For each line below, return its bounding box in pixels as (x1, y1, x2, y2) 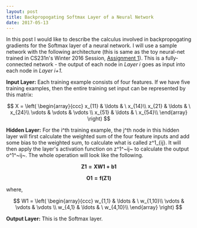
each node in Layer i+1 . (6, 67, 63, 74)
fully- (165, 54, 178, 62)
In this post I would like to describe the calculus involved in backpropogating (6, 36, 192, 43)
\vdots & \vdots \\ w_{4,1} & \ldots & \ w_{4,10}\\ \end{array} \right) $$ (15, 204, 182, 211)
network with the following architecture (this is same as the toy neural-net (6, 48, 185, 56)
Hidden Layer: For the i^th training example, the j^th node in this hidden (6, 126, 179, 133)
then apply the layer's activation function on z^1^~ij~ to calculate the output (6, 145, 189, 152)
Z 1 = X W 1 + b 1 (81, 163, 117, 170)
